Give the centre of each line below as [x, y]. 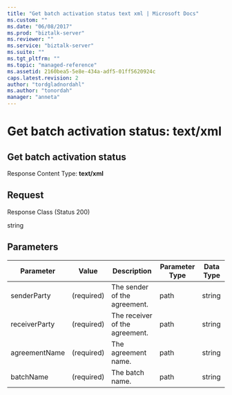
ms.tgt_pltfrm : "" [33, 59]
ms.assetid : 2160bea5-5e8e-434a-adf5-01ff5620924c [81, 71]
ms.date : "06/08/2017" [40, 26]
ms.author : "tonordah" [40, 91]
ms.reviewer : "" [30, 39]
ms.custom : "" [28, 20]
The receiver [132, 315]
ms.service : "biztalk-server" [51, 46]
